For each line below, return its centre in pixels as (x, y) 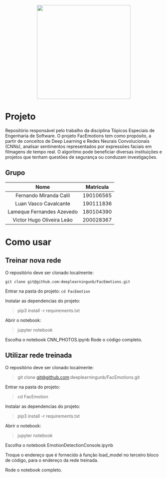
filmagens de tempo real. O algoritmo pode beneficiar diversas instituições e (84, 152)
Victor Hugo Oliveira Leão (43, 219)
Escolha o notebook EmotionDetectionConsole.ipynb (59, 445)
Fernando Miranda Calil (43, 195)
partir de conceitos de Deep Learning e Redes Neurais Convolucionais (77, 141)
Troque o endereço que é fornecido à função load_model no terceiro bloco (82, 455)
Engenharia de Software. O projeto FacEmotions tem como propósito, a (78, 136)
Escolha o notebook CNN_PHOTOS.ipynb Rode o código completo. (74, 339)
